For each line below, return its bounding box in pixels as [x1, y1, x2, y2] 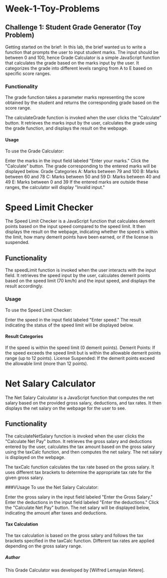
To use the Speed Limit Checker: [5, 307, 72, 313]
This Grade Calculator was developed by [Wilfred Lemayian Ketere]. [5, 567, 145, 573]
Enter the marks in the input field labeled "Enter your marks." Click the [5, 157, 149, 163]
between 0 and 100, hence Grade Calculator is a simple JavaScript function [5, 54, 160, 60]
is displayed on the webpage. [5, 454, 66, 460]
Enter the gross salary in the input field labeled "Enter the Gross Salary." [5, 493, 153, 500]
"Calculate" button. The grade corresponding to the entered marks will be [5, 163, 157, 169]
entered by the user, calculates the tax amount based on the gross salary [5, 443, 156, 449]
